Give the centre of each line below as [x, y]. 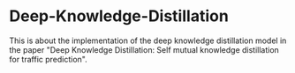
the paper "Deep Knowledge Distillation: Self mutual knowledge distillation [144, 49]
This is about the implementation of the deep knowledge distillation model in [148, 40]
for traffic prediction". [49, 59]
